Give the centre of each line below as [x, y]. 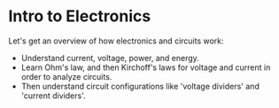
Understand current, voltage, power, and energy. [110, 58]
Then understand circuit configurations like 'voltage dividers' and [140, 86]
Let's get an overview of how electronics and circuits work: [116, 41]
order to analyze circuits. [66, 76]
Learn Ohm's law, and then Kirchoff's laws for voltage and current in [146, 67]
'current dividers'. [53, 96]
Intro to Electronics [80, 16]
